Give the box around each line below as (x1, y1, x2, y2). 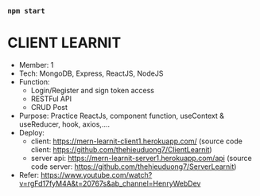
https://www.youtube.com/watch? (40, 170, 153, 179)
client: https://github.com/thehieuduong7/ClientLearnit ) (30, 144, 212, 154)
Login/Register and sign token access (30, 85, 154, 95)
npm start (7, 6, 45, 15)
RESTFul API (30, 94, 72, 104)
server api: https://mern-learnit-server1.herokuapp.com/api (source (30, 153, 252, 163)
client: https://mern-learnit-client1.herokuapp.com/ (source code (30, 136, 243, 146)
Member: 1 (18, 60, 54, 69)
